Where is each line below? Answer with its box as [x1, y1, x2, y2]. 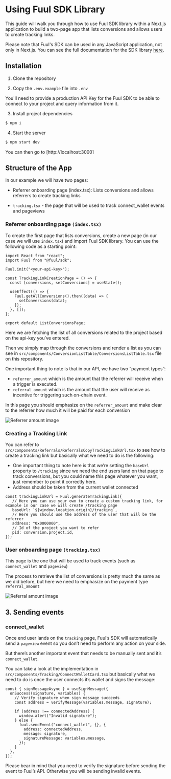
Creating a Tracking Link [5, 430, 67, 437]
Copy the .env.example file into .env [12, 85, 88, 91]
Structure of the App [5, 163, 72, 172]
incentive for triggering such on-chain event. [12, 392, 107, 398]
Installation [5, 61, 42, 70]
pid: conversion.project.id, [12, 530, 74, 535]
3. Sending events [5, 608, 64, 617]
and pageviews [12, 208, 45, 214]
